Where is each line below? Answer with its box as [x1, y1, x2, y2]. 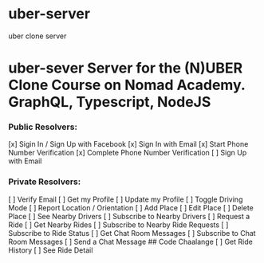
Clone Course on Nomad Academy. [8, 77, 246, 94]
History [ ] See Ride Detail [8, 245, 93, 255]
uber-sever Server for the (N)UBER [8, 59, 243, 77]
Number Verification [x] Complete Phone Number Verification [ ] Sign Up [8, 148, 247, 158]
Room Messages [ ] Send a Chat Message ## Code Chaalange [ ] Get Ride [8, 237, 253, 246]
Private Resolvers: [8, 176, 81, 187]
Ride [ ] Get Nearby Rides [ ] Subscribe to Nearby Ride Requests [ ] [8, 220, 229, 230]
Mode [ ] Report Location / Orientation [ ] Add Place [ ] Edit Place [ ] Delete [8, 202, 254, 212]
